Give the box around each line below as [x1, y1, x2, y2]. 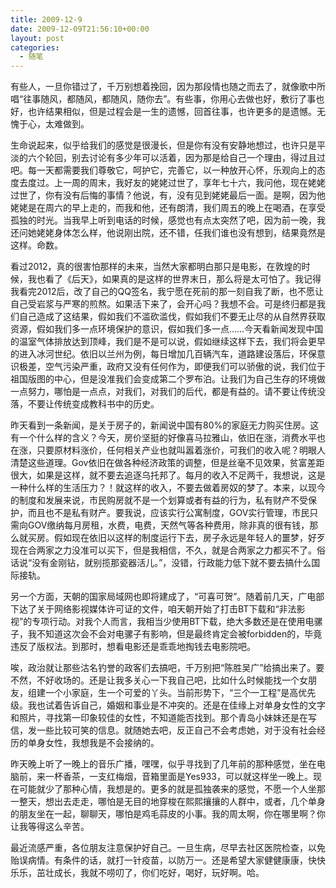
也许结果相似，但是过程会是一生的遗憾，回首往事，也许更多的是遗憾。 [27, 106, 317, 118]
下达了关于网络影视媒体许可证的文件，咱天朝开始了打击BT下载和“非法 [10, 603, 297, 615]
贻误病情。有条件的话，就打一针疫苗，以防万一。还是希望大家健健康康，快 [10, 854, 317, 866]
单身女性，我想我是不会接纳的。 [27, 737, 160, 749]
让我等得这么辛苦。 [10, 821, 90, 833]
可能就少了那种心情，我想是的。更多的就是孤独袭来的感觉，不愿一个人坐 [18, 783, 317, 795]
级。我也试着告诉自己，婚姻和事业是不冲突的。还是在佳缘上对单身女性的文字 [10, 699, 326, 711]
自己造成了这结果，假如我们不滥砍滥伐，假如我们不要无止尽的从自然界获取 [18, 311, 326, 323]
